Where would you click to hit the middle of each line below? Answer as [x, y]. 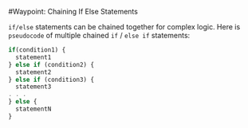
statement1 [33, 57]
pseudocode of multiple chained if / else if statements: [99, 35]
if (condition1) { [37, 50]
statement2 [33, 72]
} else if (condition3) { [51, 80]
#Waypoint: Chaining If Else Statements [73, 12]
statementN [33, 109]
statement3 [33, 87]
